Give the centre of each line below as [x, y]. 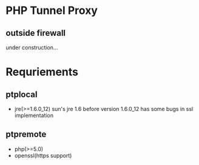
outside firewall [36, 33]
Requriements [42, 72]
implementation [34, 115]
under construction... [32, 47]
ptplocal [22, 94]
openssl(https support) [43, 155]
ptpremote [26, 134]
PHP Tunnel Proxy [52, 11]
